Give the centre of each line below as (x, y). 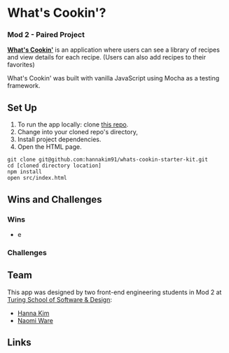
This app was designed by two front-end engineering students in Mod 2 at (114, 292)
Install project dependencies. (59, 139)
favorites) (21, 65)
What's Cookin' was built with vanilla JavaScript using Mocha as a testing (113, 78)
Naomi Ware (35, 320)
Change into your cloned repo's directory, (78, 132)
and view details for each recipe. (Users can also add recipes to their (107, 57)
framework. (24, 86)
